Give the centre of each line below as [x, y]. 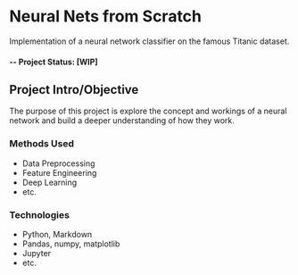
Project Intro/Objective [74, 90]
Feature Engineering [59, 172]
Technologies [39, 214]
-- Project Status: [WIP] [54, 62]
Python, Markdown [57, 234]
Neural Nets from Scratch [106, 17]
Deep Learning [50, 182]
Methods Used [41, 144]
